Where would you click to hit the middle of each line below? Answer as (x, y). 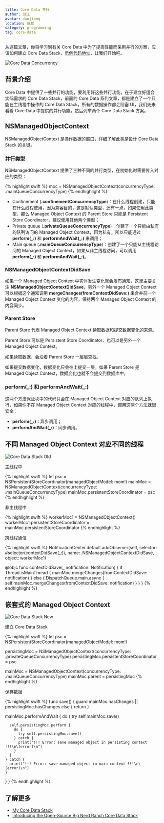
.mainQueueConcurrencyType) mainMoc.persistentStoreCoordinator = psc (80, 492)
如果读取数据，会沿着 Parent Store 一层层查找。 (53, 357)
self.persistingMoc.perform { (40, 726)
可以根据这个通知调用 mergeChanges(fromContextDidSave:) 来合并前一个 (81, 293)
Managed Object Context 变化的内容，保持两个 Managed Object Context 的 (81, 299)
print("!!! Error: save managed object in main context (67, 764)
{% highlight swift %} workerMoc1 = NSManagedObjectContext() (70, 517)
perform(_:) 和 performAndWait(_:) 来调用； (57, 238)
